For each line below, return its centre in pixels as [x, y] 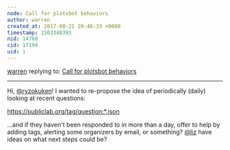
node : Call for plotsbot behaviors [58, 13]
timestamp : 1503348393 [39, 33]
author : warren [29, 20]
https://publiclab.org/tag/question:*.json [63, 111]
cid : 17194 [23, 45]
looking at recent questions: [47, 98]
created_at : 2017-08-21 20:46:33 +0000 [64, 26]
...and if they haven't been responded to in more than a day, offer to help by [114, 125]
